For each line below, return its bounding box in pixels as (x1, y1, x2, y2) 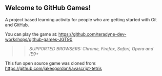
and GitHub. (5, 22, 29, 28)
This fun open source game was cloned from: (5, 60, 97, 66)
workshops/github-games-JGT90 (5, 36, 73, 42)
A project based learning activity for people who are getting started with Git (5, 16, 157, 22)
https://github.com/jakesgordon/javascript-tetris (5, 65, 102, 71)
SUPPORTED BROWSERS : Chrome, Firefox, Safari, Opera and (29, 46, 154, 51)
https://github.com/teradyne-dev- (58, 31, 127, 37)
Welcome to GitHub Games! (5, 4, 91, 12)
